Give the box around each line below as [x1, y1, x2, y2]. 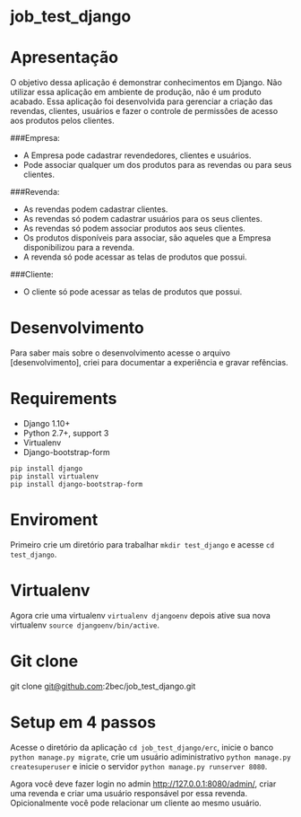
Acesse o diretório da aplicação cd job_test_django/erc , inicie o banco [10, 742, 274, 752]
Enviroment [10, 510, 99, 531]
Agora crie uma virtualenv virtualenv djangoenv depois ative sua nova [10, 610, 271, 620]
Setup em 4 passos [10, 712, 156, 733]
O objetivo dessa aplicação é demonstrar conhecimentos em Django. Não [10, 77, 283, 88]
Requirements [10, 389, 117, 409]
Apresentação [10, 48, 119, 68]
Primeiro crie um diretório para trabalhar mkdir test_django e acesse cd [10, 539, 275, 549]
